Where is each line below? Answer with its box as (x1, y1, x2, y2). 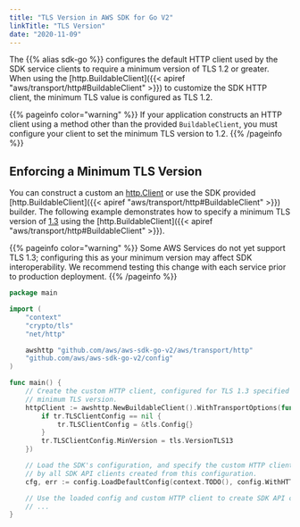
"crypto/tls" (25, 321, 74, 330)
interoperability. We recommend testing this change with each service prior (9, 262, 287, 272)
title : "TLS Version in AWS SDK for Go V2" (9, 13, 174, 22)
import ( (9, 305, 42, 314)
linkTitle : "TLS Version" (9, 21, 105, 30)
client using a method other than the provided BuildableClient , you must (9, 119, 279, 130)
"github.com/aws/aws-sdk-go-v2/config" (25, 354, 174, 363)
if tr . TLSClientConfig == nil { (41, 412, 162, 421)
